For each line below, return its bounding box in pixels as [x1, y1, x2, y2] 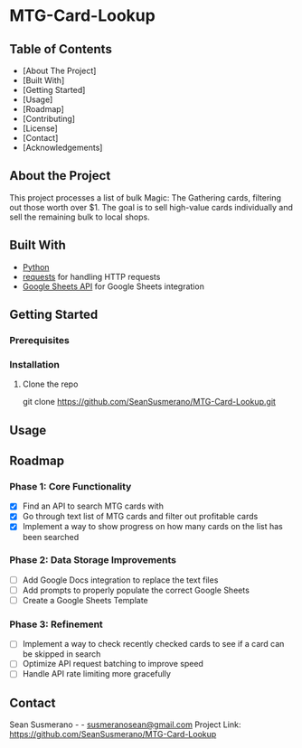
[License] [22, 123, 59, 134]
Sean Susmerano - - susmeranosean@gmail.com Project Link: [9, 719, 241, 730]
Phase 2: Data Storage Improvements [9, 554, 176, 566]
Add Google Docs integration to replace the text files [22, 575, 219, 585]
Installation [9, 358, 61, 370]
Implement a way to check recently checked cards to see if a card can [22, 639, 285, 650]
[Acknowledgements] [22, 142, 103, 153]
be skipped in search [22, 649, 101, 659]
